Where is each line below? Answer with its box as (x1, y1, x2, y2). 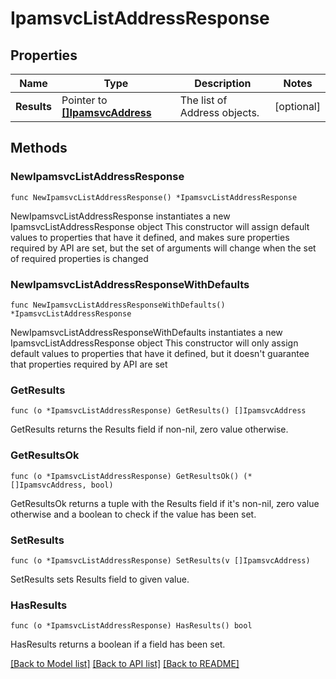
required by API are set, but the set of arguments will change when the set (10, 242, 317, 254)
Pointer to (61, 93, 108, 107)
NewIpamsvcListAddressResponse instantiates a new (10, 210, 231, 222)
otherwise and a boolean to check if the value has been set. (10, 508, 257, 520)
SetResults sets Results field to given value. (10, 573, 190, 585)
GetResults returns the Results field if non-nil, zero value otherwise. (10, 423, 289, 436)
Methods (10, 140, 68, 157)
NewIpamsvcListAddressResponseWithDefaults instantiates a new (10, 326, 283, 338)
